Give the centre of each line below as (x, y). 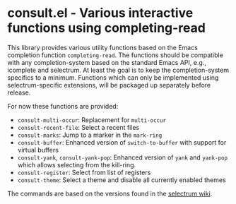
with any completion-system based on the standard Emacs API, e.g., (107, 62)
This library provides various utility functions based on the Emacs (102, 47)
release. (19, 92)
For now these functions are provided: (63, 106)
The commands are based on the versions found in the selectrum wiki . (110, 193)
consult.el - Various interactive (100, 13)
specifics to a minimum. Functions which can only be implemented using (113, 77)
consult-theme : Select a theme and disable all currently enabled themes (122, 180)
